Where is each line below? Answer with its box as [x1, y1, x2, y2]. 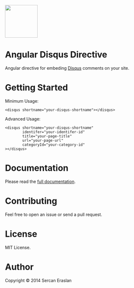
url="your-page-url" [22, 138, 64, 143]
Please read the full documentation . [5, 179, 76, 184]
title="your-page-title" [22, 134, 72, 138]
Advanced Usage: [5, 116, 41, 121]
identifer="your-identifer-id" [22, 129, 85, 135]
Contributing [5, 196, 57, 206]
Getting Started [5, 82, 68, 93]
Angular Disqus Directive [5, 49, 107, 60]
